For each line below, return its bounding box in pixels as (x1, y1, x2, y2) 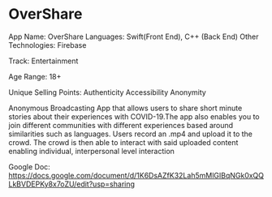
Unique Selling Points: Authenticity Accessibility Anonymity (8, 87, 207, 97)
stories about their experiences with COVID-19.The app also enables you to (8, 111, 260, 122)
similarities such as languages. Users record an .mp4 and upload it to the (8, 129, 253, 139)
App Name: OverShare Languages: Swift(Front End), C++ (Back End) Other (8, 32, 259, 41)
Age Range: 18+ (8, 71, 62, 81)
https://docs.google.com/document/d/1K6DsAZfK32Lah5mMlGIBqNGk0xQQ (8, 170, 265, 180)
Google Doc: (8, 161, 50, 171)
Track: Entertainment (8, 56, 79, 66)
